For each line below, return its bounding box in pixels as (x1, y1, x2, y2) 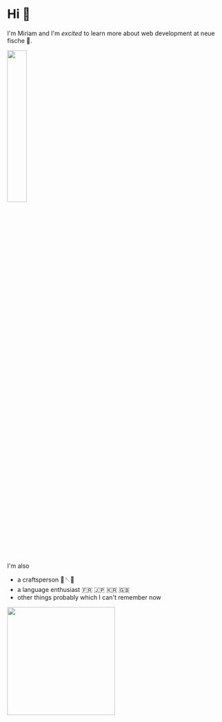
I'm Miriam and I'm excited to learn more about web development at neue (7, 29, 215, 37)
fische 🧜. (7, 36, 32, 44)
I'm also (7, 562, 30, 570)
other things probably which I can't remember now (17, 593, 161, 601)
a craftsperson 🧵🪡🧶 (17, 575, 74, 584)
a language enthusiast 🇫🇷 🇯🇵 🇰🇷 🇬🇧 (17, 585, 130, 593)
